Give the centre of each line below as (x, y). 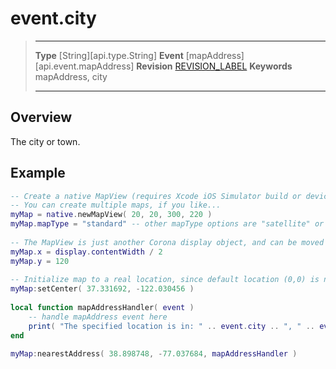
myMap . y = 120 (40, 261)
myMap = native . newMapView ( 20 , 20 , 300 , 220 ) (111, 215)
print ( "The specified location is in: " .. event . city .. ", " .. (171, 326)
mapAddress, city (71, 76)
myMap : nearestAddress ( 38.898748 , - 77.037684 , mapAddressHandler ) (154, 354)
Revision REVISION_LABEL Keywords (214, 66)
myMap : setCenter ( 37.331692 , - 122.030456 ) (102, 289)
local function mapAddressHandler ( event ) (102, 308)
